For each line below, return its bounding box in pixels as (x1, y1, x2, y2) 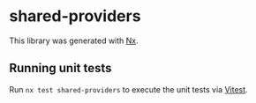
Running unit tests (9, 61, 112, 76)
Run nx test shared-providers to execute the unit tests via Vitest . (9, 84, 249, 94)
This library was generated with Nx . (9, 35, 139, 46)
